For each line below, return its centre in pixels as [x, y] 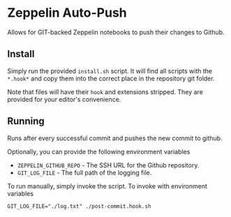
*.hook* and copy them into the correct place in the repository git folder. [111, 78]
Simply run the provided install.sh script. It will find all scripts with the [110, 70]
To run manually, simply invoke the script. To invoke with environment [107, 186]
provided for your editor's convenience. [64, 99]
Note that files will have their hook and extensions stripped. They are [105, 91]
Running [26, 121]
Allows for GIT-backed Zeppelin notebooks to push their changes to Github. [116, 32]
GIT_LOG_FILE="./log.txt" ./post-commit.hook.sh [79, 206]
